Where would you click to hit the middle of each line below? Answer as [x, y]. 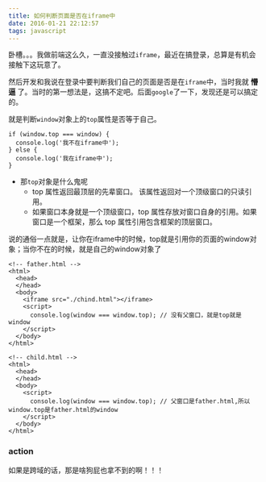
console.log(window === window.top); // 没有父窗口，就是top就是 [135, 315]
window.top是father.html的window [63, 410]
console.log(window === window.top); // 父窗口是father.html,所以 [140, 401]
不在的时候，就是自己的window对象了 [99, 249]
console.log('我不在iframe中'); [67, 143]
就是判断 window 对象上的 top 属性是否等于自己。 [85, 119]
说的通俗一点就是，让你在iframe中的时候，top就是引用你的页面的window [129, 239]
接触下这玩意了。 [37, 64]
